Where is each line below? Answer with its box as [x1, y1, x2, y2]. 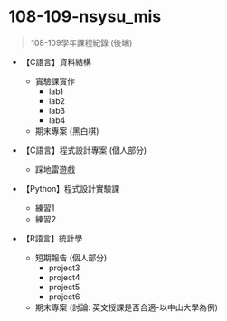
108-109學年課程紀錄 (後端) [30, 37, 133, 48]
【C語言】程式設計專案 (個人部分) [21, 145, 147, 156]
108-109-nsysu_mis [8, 6, 162, 27]
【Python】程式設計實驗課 [21, 183, 120, 194]
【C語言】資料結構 [21, 56, 92, 67]
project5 [48, 281, 80, 292]
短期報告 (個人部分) [34, 251, 108, 263]
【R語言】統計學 [21, 232, 83, 243]
